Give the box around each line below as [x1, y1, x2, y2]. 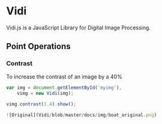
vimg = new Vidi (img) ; [17, 90, 74, 96]
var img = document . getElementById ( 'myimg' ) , [6, 84, 122, 90]
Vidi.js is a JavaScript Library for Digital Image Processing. [6, 24, 151, 31]
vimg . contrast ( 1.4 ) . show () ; [6, 101, 77, 107]
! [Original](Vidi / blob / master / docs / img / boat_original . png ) [6, 112, 157, 118]
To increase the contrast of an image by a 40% [6, 73, 123, 80]
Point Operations [6, 41, 71, 52]
